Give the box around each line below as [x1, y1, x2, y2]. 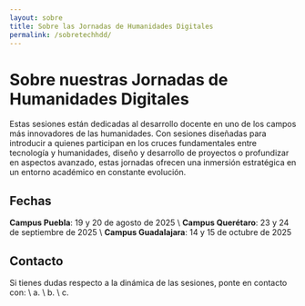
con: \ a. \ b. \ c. [9, 287, 69, 298]
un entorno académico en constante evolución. [9, 167, 187, 178]
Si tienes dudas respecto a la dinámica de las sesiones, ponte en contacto [9, 277, 288, 288]
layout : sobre [9, 13, 64, 23]
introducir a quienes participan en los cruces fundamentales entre [9, 138, 258, 149]
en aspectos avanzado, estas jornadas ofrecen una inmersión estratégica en [9, 157, 297, 168]
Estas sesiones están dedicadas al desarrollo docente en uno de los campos [9, 119, 297, 130]
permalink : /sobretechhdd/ [9, 30, 112, 39]
